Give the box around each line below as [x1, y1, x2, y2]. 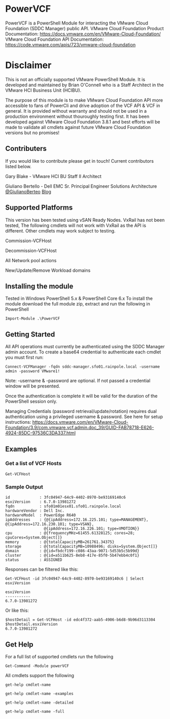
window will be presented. [5, 383, 60, 389]
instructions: [5, 419, 31, 425]
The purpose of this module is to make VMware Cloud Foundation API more [5, 97, 163, 103]
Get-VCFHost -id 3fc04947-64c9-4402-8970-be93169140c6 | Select [5, 576, 144, 581]
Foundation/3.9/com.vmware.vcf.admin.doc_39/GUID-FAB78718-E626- [5, 424, 154, 431]
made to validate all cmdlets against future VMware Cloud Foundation [5, 124, 151, 130]
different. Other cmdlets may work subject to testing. [5, 227, 116, 234]
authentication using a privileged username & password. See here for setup [5, 414, 163, 420]
